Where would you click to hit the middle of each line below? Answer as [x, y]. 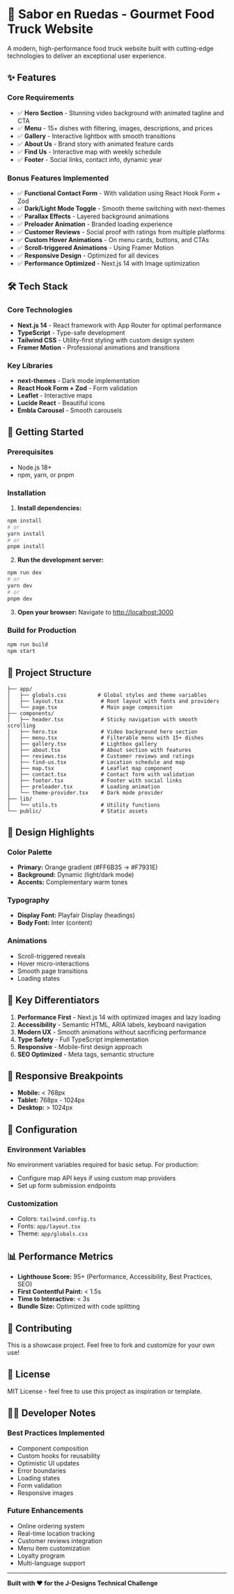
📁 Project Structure [49, 673]
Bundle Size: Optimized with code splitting [79, 1307]
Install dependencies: [49, 508]
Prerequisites [30, 452]
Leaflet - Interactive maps [55, 395]
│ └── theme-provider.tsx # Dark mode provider [85, 792]
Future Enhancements [45, 1511]
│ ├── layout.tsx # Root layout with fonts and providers [113, 701]
